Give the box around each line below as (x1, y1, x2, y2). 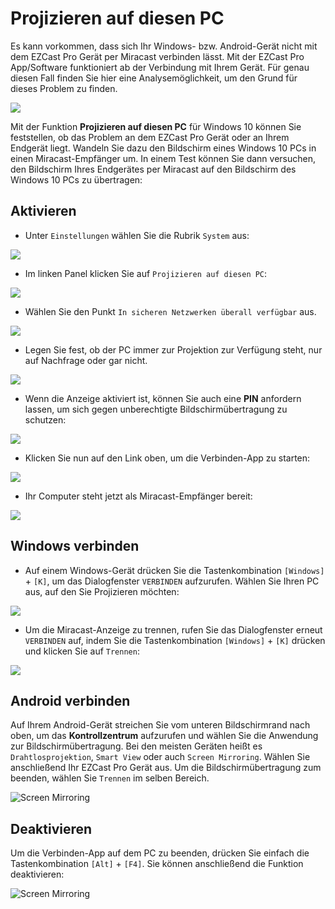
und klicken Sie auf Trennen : (24, 645, 140, 657)
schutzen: (24, 413, 67, 426)
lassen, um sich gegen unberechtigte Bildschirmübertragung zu (24, 403, 288, 415)
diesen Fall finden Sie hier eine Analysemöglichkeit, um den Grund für (10, 72, 298, 84)
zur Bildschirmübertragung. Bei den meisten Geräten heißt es (10, 740, 263, 752)
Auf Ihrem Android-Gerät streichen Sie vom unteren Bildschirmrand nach (10, 719, 311, 731)
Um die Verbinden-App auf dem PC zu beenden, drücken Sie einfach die (10, 847, 310, 859)
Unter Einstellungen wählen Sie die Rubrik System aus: (24, 229, 250, 241)
